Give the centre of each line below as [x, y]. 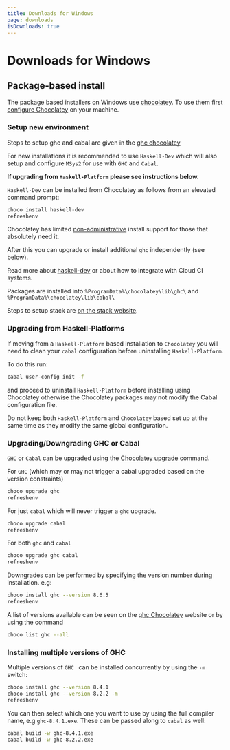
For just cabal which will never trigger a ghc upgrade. [82, 511]
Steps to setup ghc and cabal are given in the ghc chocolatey [94, 143]
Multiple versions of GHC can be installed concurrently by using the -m [106, 667]
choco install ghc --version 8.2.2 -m [62, 694]
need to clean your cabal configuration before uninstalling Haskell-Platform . [115, 351]
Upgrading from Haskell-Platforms [66, 329]
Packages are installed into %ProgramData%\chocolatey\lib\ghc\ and [103, 291]
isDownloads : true [33, 26]
